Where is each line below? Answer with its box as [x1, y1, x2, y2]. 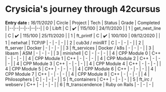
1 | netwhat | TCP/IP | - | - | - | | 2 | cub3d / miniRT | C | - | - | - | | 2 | [5, 39, 144, 45]
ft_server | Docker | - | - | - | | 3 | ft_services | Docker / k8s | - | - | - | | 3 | [5, 45, 155, 51]
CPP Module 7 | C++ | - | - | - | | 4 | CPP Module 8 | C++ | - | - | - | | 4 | [5, 71, 150, 77]
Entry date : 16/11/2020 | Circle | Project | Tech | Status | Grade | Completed [5, 20, 160, 26]
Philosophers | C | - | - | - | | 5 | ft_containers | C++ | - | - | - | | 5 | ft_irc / [5, 76, 153, 82]
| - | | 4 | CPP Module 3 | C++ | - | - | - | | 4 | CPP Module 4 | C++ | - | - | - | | [5, 61, 161, 66]
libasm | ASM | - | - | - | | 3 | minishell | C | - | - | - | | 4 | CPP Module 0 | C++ [5, 50, 161, 56]
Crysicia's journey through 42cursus [5, 3, 161, 15]
